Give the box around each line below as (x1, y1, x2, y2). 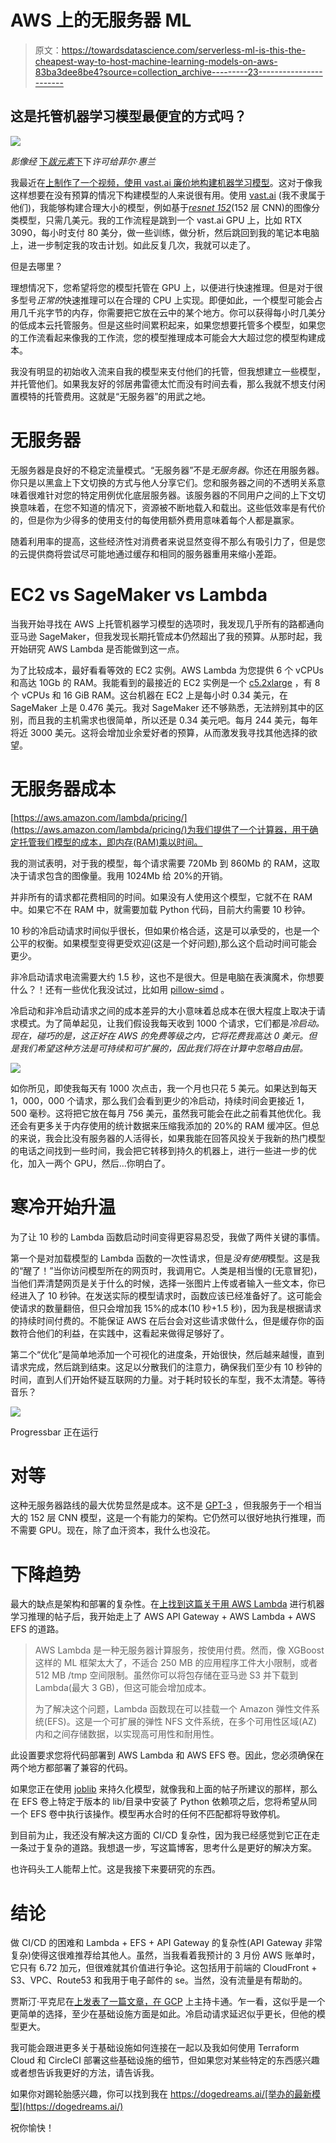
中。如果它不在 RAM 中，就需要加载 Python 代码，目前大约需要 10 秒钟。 (10, 903, 312, 915)
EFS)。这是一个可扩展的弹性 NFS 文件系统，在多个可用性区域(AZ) (46, 1716, 318, 1728)
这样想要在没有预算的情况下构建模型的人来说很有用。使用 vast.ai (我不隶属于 (10, 189, 326, 201)
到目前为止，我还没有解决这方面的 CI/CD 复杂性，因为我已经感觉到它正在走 (10, 1829, 321, 1841)
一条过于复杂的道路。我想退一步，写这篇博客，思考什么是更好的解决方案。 (10, 1842, 317, 1854)
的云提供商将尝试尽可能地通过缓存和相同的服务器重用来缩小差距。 (10, 547, 282, 560)
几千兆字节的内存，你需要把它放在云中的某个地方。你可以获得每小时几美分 (18, 306, 326, 318)
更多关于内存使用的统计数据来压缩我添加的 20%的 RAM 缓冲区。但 (36, 1119, 312, 1131)
